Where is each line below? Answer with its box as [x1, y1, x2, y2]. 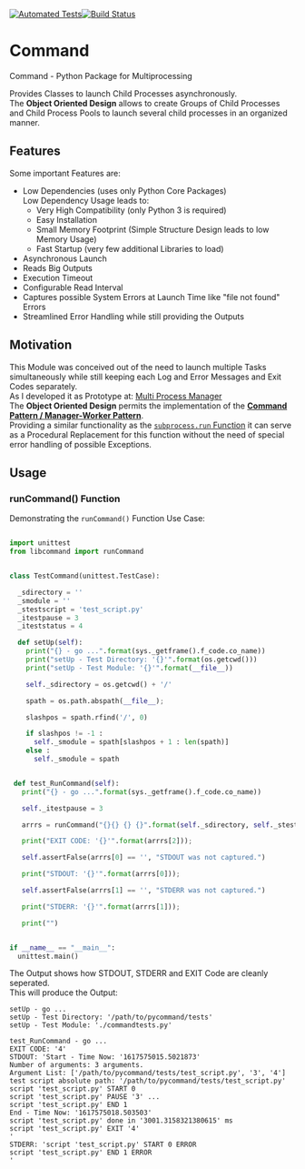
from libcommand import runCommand [9, 547, 144, 557]
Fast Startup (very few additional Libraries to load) [35, 243, 224, 254]
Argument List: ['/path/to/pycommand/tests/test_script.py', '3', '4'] [9, 1069, 286, 1078]
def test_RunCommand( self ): [13, 779, 120, 788]
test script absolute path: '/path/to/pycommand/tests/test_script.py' [9, 1076, 286, 1086]
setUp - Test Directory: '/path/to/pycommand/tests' [9, 1013, 213, 1023]
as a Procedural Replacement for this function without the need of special [9, 428, 285, 440]
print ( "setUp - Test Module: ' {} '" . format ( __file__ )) [25, 663, 233, 672]
